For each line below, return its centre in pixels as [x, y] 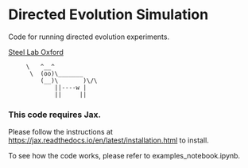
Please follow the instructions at [61, 132]
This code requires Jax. [55, 115]
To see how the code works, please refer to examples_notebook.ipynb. [124, 156]
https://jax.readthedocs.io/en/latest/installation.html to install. [108, 140]
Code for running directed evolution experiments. [89, 37]
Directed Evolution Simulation [108, 15]
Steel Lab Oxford [36, 52]
